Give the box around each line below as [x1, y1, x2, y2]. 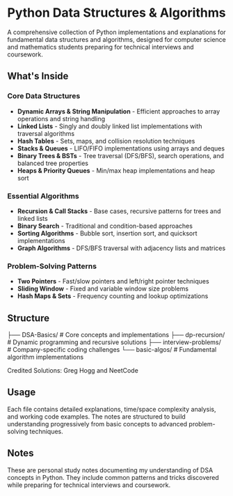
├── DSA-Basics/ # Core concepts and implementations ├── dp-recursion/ [7, 331, 225, 339]
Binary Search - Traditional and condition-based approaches [17, 222, 193, 230]
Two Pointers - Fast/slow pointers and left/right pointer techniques [17, 277, 210, 286]
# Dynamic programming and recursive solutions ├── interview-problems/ [7, 338, 221, 346]
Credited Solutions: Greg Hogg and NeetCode [7, 366, 139, 375]
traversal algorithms [17, 129, 75, 137]
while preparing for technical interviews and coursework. [7, 481, 171, 489]
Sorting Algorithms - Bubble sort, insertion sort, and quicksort [17, 228, 198, 238]
